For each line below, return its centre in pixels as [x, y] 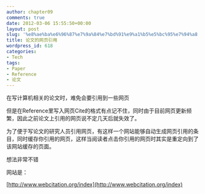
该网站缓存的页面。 [31, 147]
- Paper [16, 68]
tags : [13, 63]
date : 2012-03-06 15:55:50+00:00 [49, 23]
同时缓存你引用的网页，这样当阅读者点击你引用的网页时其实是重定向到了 [108, 139]
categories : [21, 52]
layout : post [23, 29]
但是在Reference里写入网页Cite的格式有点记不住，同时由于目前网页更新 [96, 111]
